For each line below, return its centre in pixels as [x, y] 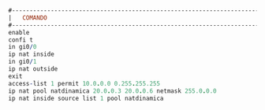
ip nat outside [33, 69]
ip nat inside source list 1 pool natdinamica [86, 98]
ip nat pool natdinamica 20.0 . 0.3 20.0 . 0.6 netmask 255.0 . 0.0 [112, 91]
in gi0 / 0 [22, 47]
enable [19, 32]
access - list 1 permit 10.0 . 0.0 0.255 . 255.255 [84, 83]
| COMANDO [28, 18]
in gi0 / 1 [22, 62]
